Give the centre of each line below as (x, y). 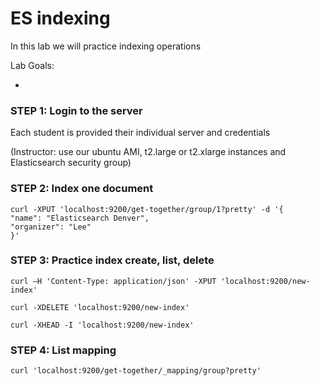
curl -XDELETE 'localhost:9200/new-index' (100, 307)
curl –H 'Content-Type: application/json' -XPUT (113, 281)
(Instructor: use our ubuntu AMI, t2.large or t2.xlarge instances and (148, 152)
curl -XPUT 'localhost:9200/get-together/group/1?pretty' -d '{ (147, 209)
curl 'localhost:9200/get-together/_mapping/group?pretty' (136, 371)
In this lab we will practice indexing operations (106, 46)
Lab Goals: (32, 65)
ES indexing (60, 18)
